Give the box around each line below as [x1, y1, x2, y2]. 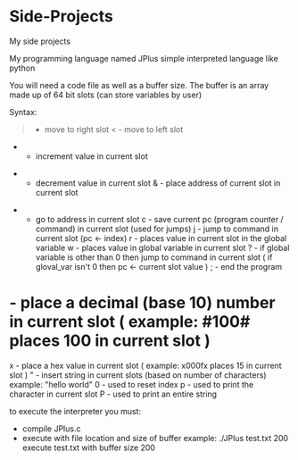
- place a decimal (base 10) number [9, 293, 276, 314]
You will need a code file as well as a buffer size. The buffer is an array [9, 79, 269, 90]
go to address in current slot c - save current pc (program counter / [35, 213, 284, 224]
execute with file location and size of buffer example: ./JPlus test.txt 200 [21, 432, 288, 443]
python [9, 63, 36, 73]
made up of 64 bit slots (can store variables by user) [9, 89, 203, 100]
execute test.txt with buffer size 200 [21, 442, 156, 453]
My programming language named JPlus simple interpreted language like [9, 53, 278, 63]
